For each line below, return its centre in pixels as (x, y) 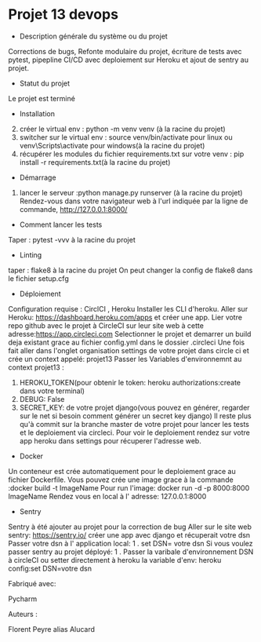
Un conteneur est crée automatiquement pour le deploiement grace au (122, 471)
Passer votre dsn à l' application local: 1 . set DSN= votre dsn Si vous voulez (130, 543)
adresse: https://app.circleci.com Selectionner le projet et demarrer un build (130, 334)
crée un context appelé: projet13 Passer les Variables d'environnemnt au (125, 359)
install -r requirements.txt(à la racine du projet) (95, 162)
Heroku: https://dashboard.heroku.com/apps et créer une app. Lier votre (125, 317)
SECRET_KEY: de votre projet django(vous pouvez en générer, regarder (134, 407)
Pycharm (23, 599)
